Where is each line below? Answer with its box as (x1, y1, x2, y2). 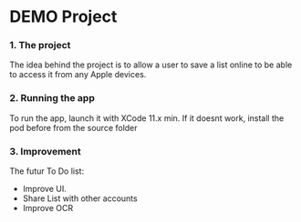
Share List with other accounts (22, 193, 139, 204)
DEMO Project (9, 6, 118, 27)
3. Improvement (9, 145, 81, 157)
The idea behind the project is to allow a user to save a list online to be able (9, 59, 293, 70)
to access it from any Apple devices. (9, 69, 147, 80)
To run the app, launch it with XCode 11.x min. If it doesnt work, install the (9, 112, 285, 124)
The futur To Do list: (9, 166, 85, 177)
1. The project (9, 39, 71, 52)
